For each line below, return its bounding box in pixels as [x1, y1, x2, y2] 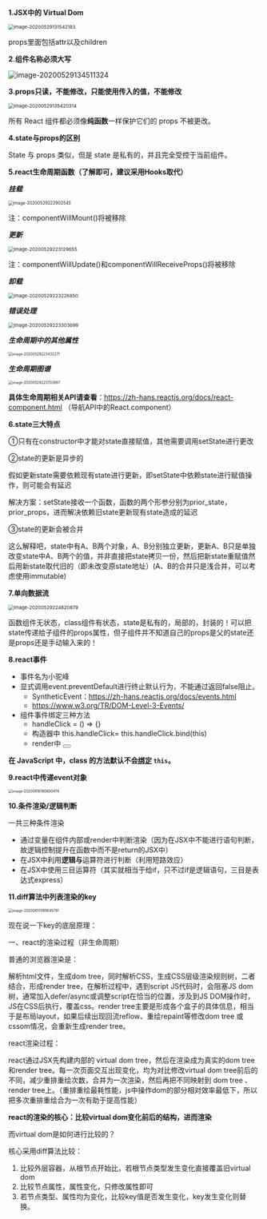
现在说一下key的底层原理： [8, 921, 98, 930]
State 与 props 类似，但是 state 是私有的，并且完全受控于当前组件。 [8, 150, 232, 159]
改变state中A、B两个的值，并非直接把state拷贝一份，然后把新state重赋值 [8, 552, 249, 560]
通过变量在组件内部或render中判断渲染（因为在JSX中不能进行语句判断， [19, 835, 258, 844]
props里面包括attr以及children [8, 38, 108, 46]
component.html [8, 403, 62, 412]
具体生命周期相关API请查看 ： [8, 392, 105, 402]
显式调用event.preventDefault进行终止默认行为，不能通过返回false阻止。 [19, 682, 260, 691]
